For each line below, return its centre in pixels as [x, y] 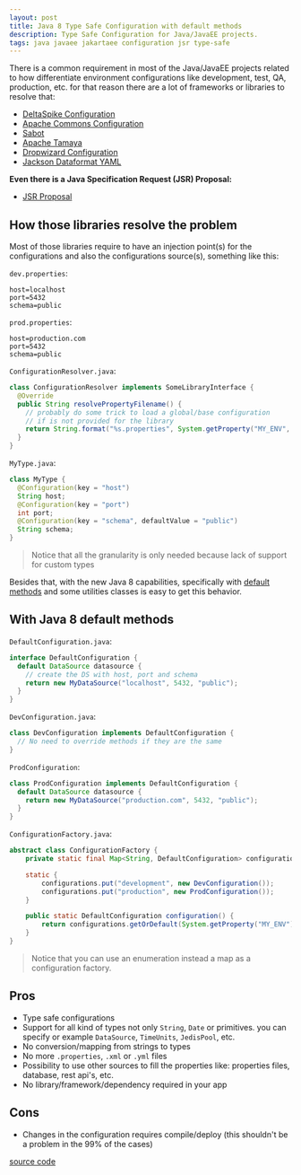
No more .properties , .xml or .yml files [95, 1056]
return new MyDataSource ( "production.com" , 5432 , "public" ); [142, 800]
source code [33, 1161]
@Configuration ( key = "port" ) [73, 504]
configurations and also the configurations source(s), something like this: [144, 256]
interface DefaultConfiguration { [74, 658]
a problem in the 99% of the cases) [88, 1144]
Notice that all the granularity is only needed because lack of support [159, 555]
